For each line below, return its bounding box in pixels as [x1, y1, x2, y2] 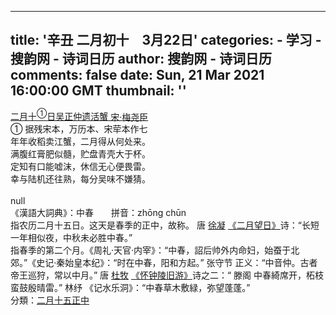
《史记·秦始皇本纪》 [27, 257, 105, 269]
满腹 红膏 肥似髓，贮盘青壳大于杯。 [10, 148, 151, 160]
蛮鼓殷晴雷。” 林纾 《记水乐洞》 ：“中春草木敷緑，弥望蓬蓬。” [10, 282, 251, 294]
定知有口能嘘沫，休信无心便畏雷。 [10, 161, 151, 173]
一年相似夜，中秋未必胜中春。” [10, 232, 133, 244]
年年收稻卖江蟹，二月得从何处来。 [10, 136, 151, 148]
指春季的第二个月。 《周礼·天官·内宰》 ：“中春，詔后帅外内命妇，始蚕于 [10, 244, 292, 256]
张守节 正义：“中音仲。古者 [206, 257, 318, 269]
